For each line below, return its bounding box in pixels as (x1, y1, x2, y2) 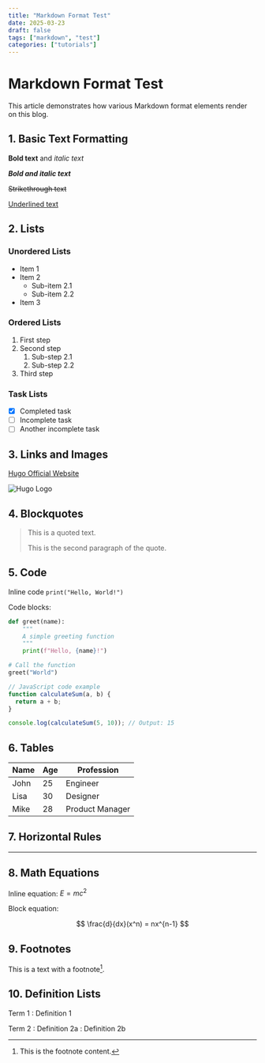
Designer (65, 791, 100, 802)
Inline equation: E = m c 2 (8, 887, 88, 898)
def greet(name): (8, 617, 65, 625)
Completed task (19, 406, 72, 416)
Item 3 (19, 297, 41, 307)
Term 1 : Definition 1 (8, 1008, 73, 1018)
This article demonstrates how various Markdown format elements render (8, 101, 248, 111)
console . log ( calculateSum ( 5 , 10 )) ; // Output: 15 (8, 719, 175, 727)
